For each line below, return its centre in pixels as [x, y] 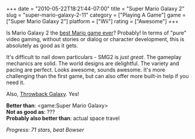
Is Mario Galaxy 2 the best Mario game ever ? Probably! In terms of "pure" [96, 33]
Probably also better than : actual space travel [63, 118]
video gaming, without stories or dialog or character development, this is [95, 39]
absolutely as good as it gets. [42, 45]
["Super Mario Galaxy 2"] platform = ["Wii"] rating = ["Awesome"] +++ [92, 21]
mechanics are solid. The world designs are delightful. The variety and [93, 63]
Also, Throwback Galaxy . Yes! [43, 94]
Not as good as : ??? [31, 112]
